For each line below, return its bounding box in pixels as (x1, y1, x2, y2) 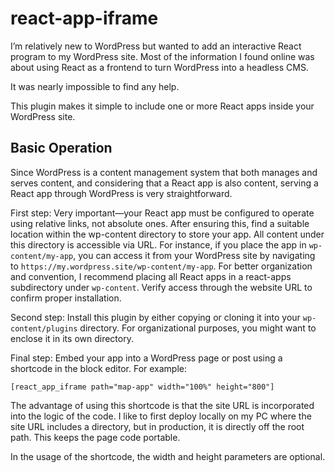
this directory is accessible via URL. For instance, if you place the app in (10, 238, 307, 251)
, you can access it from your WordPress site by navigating (73, 249, 316, 261)
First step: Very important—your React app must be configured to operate (10, 207, 315, 219)
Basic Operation (10, 140, 113, 157)
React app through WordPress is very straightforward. (10, 187, 233, 199)
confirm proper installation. (10, 292, 122, 304)
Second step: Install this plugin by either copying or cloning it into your (10, 311, 301, 323)
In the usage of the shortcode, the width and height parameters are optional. (10, 450, 326, 462)
